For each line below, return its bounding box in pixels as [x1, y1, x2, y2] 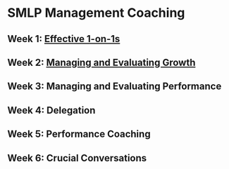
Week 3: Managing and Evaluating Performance [7, 81, 222, 93]
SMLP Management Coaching [7, 5, 185, 21]
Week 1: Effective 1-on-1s [7, 33, 120, 45]
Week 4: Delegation [7, 104, 96, 116]
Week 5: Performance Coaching [7, 128, 151, 140]
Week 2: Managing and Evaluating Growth [7, 56, 196, 68]
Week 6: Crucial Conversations [7, 152, 147, 164]
